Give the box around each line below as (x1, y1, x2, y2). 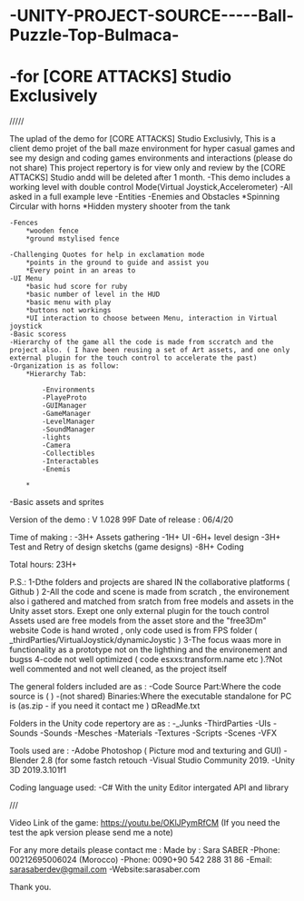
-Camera (42, 441, 71, 450)
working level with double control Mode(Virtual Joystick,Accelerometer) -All (9, 182, 293, 193)
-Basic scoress (9, 330, 67, 339)
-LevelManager (42, 417, 95, 427)
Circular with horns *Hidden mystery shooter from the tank (9, 201, 230, 212)
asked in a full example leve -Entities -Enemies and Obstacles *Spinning (9, 192, 279, 203)
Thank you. (9, 882, 52, 893)
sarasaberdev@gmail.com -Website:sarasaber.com (9, 864, 201, 875)
